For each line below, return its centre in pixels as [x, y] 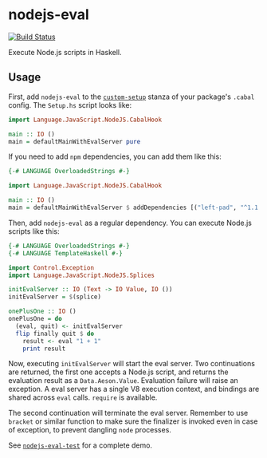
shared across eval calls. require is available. [83, 397]
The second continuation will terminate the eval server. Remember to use [128, 413]
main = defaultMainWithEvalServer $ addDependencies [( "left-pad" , [123, 207]
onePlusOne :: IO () [43, 312]
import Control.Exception [51, 268]
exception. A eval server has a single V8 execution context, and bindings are [134, 389]
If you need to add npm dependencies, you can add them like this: [115, 156]
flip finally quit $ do [55, 334]
